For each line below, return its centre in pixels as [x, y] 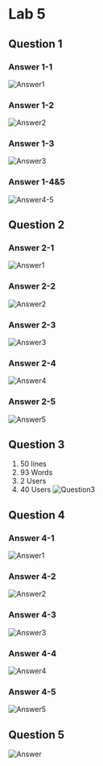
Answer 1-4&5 [37, 182]
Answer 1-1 [31, 67]
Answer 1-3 [31, 144]
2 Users [33, 481]
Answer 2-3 [32, 325]
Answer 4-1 [31, 538]
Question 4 [37, 515]
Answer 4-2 [32, 577]
